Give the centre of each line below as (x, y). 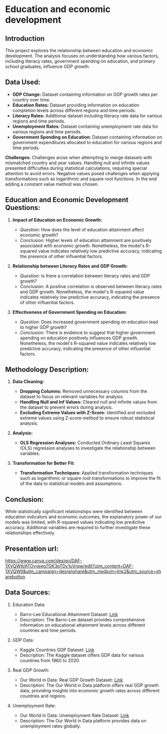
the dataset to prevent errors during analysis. (66, 407)
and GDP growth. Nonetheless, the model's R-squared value (82, 292)
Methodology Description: (47, 370)
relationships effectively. (30, 533)
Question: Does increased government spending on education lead (89, 322)
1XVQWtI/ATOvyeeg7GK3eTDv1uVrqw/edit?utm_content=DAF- (69, 566)
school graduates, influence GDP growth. (47, 67)
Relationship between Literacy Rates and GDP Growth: (70, 266)
